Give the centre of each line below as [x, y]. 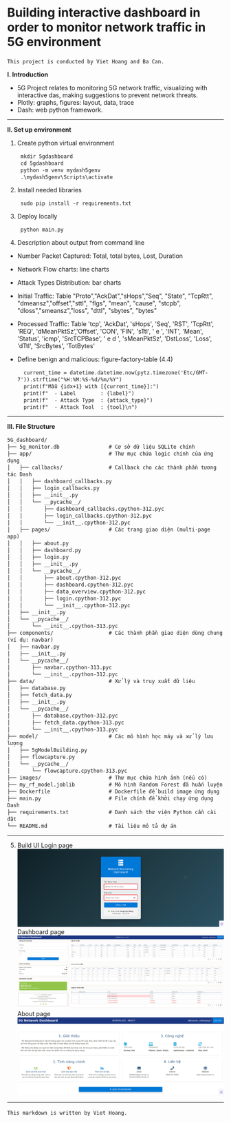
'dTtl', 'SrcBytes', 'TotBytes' [56, 345]
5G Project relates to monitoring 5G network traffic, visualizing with [112, 88]
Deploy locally [37, 216]
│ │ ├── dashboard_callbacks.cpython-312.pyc [86, 509]
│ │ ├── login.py [38, 557]
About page [34, 1013]
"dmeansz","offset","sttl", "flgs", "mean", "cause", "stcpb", [99, 303]
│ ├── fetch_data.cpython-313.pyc [66, 722]
